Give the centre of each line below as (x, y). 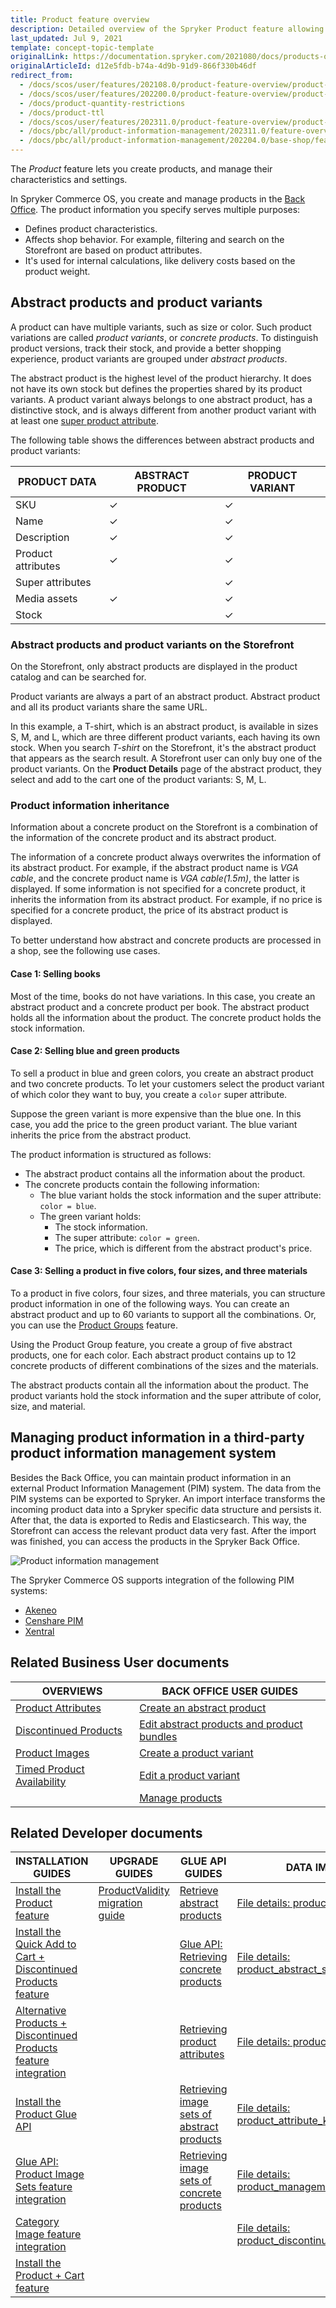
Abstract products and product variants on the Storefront (152, 644)
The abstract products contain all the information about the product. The (159, 1385)
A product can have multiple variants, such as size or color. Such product (161, 327)
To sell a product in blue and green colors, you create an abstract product (162, 1073)
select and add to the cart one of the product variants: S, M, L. (138, 780)
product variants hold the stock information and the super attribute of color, (166, 1396)
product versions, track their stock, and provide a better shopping (146, 348)
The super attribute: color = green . (127, 1237)
